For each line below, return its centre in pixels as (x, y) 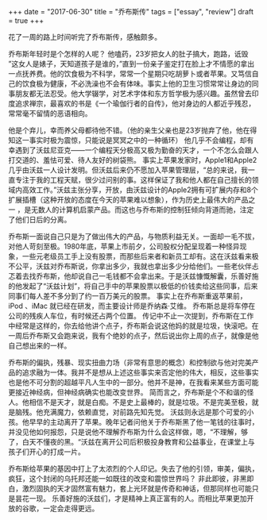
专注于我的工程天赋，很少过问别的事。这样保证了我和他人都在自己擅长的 (133, 180)
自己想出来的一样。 (40, 345)
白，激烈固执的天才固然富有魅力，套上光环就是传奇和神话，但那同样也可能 (130, 488)
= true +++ (26, 21)
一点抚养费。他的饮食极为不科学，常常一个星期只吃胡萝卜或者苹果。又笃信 (130, 73)
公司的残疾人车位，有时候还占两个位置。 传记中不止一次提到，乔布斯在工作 (131, 316)
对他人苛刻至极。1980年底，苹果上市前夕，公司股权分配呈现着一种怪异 (124, 246)
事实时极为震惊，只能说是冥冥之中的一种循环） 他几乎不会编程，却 (138, 140)
